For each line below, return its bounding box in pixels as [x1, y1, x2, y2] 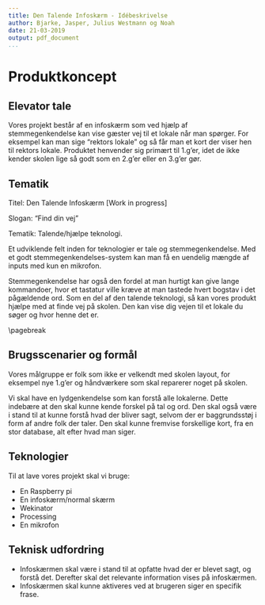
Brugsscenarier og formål [8, 348, 138, 362]
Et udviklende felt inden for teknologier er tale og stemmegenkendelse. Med [8, 244, 256, 254]
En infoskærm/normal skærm [19, 495, 115, 504]
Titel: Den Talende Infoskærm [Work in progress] [8, 198, 168, 208]
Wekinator [19, 503, 54, 512]
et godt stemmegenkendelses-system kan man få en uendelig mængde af [8, 253, 250, 262]
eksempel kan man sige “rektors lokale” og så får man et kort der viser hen [8, 137, 252, 147]
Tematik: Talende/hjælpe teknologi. [8, 229, 123, 239]
